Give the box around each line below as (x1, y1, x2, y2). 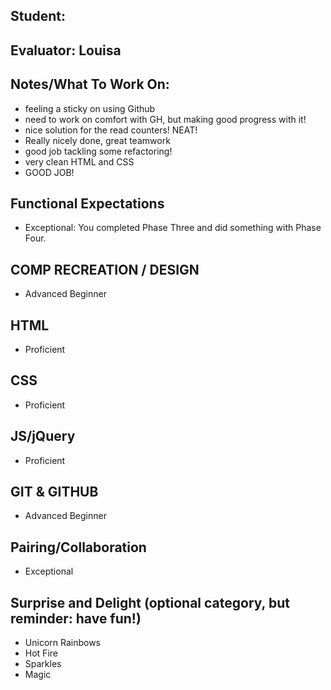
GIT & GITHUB (10, 484, 99, 501)
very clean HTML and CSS (24, 155, 135, 168)
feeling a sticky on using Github (24, 102, 156, 114)
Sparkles (24, 658, 62, 670)
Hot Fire (24, 647, 58, 659)
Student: (10, 8, 67, 25)
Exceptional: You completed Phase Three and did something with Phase (24, 222, 322, 234)
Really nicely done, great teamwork (24, 134, 171, 146)
